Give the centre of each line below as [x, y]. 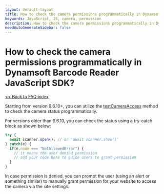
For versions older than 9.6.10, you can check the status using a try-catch [79, 121]
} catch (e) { [18, 144]
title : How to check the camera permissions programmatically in [73, 14]
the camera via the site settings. [37, 187]
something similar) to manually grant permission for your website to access [81, 181]
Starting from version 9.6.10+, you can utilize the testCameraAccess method [82, 106]
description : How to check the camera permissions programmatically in [79, 23]
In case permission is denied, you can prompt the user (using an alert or [77, 176]
